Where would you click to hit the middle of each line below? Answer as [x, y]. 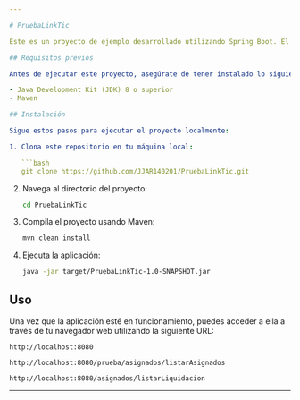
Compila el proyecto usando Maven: [88, 222]
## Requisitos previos [51, 58]
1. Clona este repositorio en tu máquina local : [101, 147]
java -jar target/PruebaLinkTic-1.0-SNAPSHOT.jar [117, 272]
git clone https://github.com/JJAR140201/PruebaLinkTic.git [135, 171]
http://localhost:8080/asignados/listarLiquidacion [107, 378]
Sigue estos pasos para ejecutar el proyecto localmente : [119, 131]
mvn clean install [56, 238]
